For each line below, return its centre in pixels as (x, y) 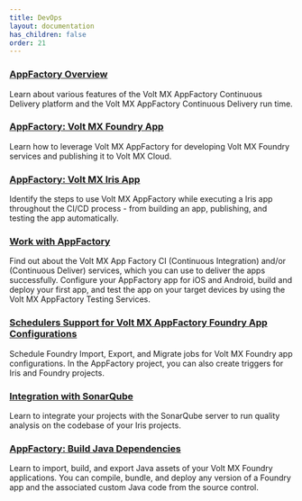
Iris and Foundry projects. (57, 373)
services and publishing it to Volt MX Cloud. (91, 156)
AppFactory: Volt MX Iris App (75, 179)
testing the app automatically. (64, 218)
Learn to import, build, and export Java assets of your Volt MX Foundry (141, 469)
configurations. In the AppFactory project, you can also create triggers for (146, 363)
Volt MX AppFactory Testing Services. (80, 299)
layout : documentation (52, 26)
